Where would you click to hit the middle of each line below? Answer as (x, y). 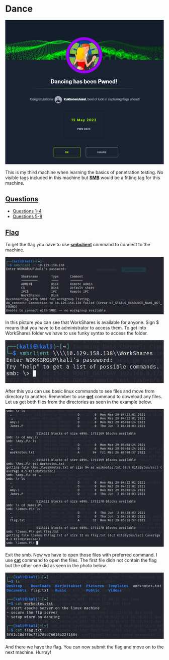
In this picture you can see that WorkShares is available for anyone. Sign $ (82, 322)
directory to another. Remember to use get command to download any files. (84, 396)
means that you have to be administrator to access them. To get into (76, 327)
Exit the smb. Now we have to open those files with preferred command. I (81, 555)
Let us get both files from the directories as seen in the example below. (79, 402)
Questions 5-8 (27, 216)
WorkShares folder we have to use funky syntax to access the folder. (77, 333)
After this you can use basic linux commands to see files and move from (80, 391)
